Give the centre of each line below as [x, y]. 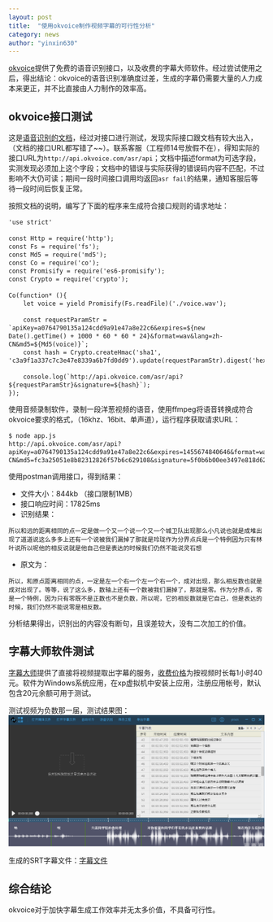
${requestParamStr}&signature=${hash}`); [80, 385]
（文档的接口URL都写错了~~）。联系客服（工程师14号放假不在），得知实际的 [134, 148]
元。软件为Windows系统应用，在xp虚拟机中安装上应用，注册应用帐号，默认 [135, 683]
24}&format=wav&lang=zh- [181, 336]
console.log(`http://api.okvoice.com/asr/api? [103, 377]
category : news [34, 34]
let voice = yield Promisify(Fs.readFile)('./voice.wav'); [125, 304]
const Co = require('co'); [54, 263]
